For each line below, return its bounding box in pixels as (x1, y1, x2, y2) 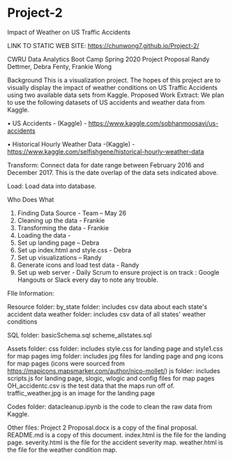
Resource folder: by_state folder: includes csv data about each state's (7, 302, 208, 311)
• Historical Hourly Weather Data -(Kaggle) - (7, 139, 135, 148)
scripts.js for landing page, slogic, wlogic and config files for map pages (7, 374, 215, 382)
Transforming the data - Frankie (17, 223, 110, 232)
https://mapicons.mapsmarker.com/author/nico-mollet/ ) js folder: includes (7, 366, 220, 375)
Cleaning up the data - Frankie (17, 216, 105, 225)
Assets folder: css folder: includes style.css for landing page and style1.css (7, 344, 223, 353)
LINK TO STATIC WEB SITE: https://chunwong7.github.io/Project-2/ (7, 41, 200, 50)
